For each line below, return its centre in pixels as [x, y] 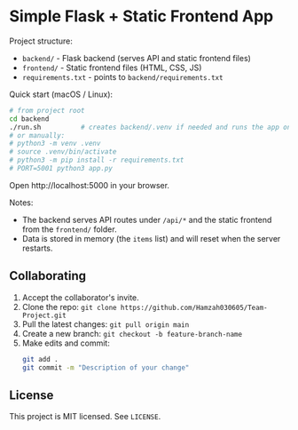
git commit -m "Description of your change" [106, 367]
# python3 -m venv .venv [55, 144]
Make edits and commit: [66, 343]
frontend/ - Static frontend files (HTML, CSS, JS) [112, 68]
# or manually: [37, 135]
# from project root [47, 110]
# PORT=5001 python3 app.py [61, 169]
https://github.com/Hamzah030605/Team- [194, 307]
